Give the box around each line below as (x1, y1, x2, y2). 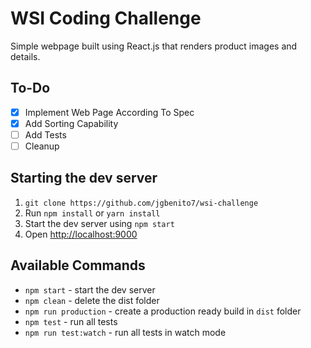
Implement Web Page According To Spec (24, 106, 195, 118)
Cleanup (24, 140, 60, 152)
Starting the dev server (10, 170, 158, 187)
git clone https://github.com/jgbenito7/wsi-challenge (24, 198, 259, 208)
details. (10, 50, 41, 62)
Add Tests (24, 128, 67, 141)
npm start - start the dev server (24, 283, 156, 296)
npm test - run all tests (24, 315, 118, 327)
